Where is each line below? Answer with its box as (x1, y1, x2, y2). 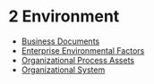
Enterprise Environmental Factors (21, 45, 145, 55)
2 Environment (8, 6, 120, 27)
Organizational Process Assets (21, 55, 135, 65)
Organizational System (21, 64, 106, 75)
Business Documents (21, 36, 100, 46)
